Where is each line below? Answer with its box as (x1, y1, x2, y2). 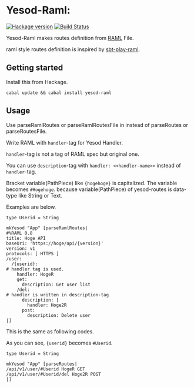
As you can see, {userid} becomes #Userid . (6, 339, 113, 346)
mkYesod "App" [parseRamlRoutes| (6, 225, 88, 231)
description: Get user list (21, 282, 91, 287)
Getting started (6, 63, 63, 73)
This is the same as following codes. (6, 327, 94, 335)
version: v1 (6, 245, 35, 252)
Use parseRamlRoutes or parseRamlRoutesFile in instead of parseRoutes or (6, 121, 188, 128)
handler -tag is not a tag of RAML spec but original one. (6, 150, 139, 158)
